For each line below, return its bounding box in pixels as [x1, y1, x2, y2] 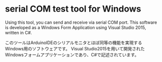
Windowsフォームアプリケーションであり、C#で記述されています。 [5, 52, 139, 58]
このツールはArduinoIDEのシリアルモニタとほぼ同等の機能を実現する [5, 40, 142, 46]
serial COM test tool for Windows [5, 3, 142, 15]
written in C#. [5, 30, 32, 35]
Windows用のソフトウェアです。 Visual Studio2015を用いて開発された [5, 46, 145, 51]
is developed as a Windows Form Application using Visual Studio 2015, [5, 24, 146, 30]
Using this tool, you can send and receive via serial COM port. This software [5, 19, 157, 25]
